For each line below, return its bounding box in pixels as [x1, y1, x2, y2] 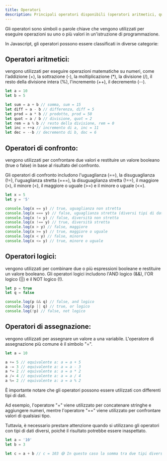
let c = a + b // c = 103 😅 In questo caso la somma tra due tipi [5, 451, 148, 456]
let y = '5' [5, 197, 30, 202]
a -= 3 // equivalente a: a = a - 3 [5, 364, 81, 369]
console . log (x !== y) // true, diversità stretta [5, 220, 110, 225]
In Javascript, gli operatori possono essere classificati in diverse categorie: [5, 40, 159, 46]
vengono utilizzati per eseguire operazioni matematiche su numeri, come [5, 68, 155, 74]
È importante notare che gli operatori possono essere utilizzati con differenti [5, 387, 161, 393]
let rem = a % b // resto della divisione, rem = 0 [5, 121, 114, 126]
